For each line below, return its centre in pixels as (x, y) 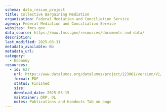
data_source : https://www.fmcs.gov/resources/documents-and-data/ (75, 33)
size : (20, 88)
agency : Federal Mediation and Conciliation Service (61, 24)
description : (19, 38)
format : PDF (26, 79)
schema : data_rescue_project (35, 10)
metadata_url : (20, 51)
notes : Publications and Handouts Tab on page (63, 102)
